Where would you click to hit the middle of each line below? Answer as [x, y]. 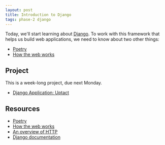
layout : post [19, 10]
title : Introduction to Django [38, 15]
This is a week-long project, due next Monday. [54, 83]
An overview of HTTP [35, 132]
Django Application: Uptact [41, 93]
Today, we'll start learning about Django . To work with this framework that [82, 34]
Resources [23, 109]
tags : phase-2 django [28, 19]
